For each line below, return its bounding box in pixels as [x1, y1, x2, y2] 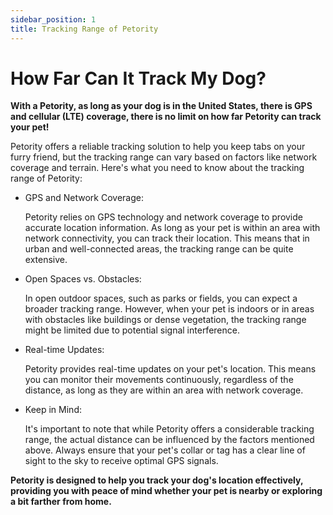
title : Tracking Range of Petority [10, 24, 159, 34]
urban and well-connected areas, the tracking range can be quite [24, 243, 294, 255]
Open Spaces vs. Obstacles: [24, 273, 142, 285]
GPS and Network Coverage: [24, 192, 144, 204]
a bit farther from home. [10, 496, 112, 508]
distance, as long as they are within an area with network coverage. [24, 384, 304, 396]
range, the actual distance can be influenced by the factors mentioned [24, 434, 315, 446]
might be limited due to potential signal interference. [24, 324, 240, 336]
